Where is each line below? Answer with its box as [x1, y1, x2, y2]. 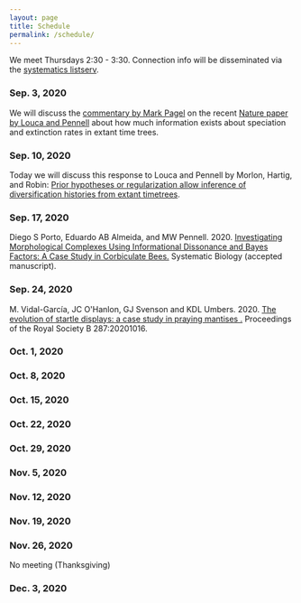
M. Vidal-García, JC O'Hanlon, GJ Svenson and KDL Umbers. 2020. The [9, 303, 277, 314]
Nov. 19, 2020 [9, 515, 71, 527]
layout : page [9, 13, 59, 23]
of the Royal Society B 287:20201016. [9, 322, 148, 334]
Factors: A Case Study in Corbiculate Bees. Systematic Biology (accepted [9, 251, 283, 262]
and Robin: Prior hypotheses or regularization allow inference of [9, 179, 246, 190]
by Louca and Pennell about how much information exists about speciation [9, 116, 287, 127]
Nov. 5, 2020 [9, 467, 68, 479]
